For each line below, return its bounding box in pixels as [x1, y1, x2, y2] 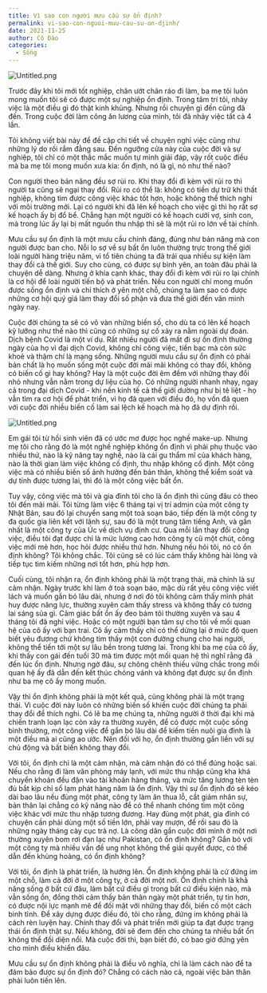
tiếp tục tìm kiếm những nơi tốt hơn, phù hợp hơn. [8, 560, 171, 568]
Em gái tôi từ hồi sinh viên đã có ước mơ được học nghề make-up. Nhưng [8, 433, 249, 443]
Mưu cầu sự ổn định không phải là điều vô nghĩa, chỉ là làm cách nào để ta [8, 959, 253, 968]
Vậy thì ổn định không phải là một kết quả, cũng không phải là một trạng [8, 692, 245, 701]
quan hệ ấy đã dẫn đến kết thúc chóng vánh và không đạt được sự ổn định [8, 668, 253, 677]
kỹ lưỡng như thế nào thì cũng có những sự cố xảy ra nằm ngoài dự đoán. [8, 326, 249, 335]
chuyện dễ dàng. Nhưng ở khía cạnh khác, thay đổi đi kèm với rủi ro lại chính [8, 268, 260, 278]
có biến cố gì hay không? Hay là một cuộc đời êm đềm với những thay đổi [8, 369, 249, 378]
